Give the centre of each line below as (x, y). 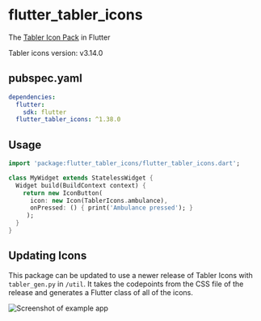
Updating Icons (48, 256)
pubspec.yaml (45, 78)
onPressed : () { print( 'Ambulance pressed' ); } (112, 208)
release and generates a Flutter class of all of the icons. (101, 292)
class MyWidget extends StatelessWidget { (81, 178)
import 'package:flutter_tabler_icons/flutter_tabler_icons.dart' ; (124, 163)
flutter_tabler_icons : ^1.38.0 (68, 120)
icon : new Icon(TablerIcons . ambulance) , (99, 201)
